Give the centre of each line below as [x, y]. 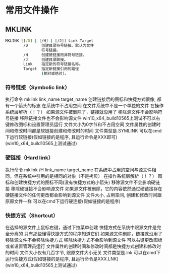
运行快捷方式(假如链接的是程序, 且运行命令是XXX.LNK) [62, 259]
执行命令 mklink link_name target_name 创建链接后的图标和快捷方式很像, [80, 99]
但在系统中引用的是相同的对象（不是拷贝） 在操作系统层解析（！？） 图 [88, 176]
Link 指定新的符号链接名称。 [53, 64]
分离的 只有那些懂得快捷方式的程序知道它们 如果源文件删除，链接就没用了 [86, 233]
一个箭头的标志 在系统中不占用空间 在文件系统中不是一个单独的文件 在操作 [87, 106]
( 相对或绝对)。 [55, 74]
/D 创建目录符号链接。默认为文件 [59, 45]
